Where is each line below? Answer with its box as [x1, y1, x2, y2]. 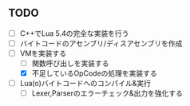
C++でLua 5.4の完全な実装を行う [19, 28, 129, 38]
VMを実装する [19, 48, 67, 58]
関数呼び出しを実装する [31, 59, 109, 68]
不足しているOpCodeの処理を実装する [31, 69, 157, 78]
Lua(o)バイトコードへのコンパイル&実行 [19, 79, 152, 88]
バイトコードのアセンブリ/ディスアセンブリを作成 [19, 38, 183, 48]
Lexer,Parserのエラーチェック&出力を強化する [31, 88, 184, 98]
